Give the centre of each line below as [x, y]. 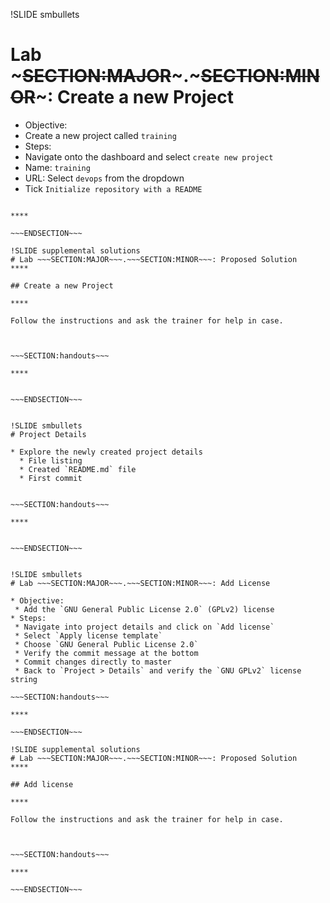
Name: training [57, 167]
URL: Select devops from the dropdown [104, 178]
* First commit [51, 478]
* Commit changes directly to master [93, 662]
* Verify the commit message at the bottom [106, 653]
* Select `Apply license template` [88, 635]
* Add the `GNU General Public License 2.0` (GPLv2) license [144, 609]
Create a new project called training [100, 135]
